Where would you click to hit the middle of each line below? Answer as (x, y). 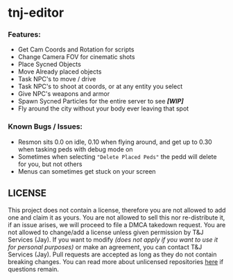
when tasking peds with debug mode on (76, 149)
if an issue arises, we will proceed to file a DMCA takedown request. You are (117, 224)
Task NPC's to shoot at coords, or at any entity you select (100, 87)
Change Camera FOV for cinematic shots (76, 57)
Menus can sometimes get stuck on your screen (87, 171)
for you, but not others (50, 164)
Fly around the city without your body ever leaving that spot (103, 108)
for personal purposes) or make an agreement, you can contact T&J (105, 247)
